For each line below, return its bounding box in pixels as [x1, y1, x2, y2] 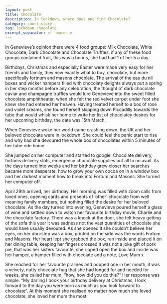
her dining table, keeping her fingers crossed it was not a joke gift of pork [5, 241, 156, 247]
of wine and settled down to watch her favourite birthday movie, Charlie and [5, 209, 162, 215]
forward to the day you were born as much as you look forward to [5, 283, 140, 289]
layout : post [5, 7, 32, 12]
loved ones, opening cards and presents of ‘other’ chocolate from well [5, 194, 150, 200]
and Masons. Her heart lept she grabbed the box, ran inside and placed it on [5, 236, 162, 242]
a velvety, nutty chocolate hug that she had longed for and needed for [5, 267, 149, 273]
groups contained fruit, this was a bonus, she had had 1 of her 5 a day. [5, 55, 150, 60]
